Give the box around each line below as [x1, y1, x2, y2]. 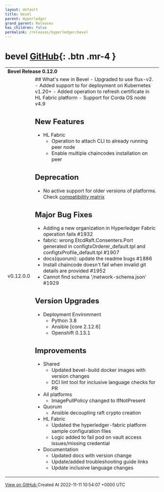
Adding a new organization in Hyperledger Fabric [43, 225, 156, 232]
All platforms [43, 391, 72, 398]
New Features [35, 117, 84, 126]
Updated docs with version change [51, 452, 132, 459]
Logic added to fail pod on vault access [51, 434, 142, 441]
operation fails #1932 [43, 231, 93, 237]
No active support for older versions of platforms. [43, 187, 157, 194]
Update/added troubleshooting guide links [51, 458, 148, 465]
